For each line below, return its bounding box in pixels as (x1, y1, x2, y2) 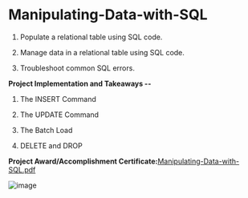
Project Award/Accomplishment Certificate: (8, 156, 158, 166)
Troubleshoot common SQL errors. (19, 63, 135, 73)
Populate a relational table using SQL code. (19, 32, 163, 42)
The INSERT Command (19, 94, 96, 103)
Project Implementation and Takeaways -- (8, 79, 152, 88)
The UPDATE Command (19, 110, 99, 119)
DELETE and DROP (19, 140, 83, 150)
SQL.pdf (8, 164, 36, 174)
